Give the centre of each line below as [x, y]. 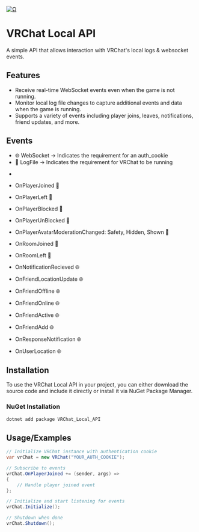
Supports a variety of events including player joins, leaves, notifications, [104, 115]
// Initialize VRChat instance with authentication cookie [82, 452]
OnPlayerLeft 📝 [34, 197]
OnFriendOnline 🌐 [37, 303]
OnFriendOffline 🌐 [38, 291]
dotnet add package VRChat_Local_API [54, 419]
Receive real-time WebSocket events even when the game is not [95, 90]
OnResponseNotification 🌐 [48, 339]
